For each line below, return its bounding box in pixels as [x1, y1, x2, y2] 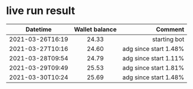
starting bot [152, 35, 185, 43]
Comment [156, 25, 185, 33]
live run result [6, 4, 76, 18]
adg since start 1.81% [122, 63, 185, 71]
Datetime [25, 25, 52, 33]
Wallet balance [73, 25, 117, 33]
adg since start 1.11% [122, 54, 185, 62]
